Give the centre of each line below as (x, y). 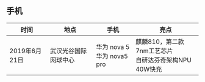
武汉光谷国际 (68, 51)
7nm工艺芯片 (154, 51)
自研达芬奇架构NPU (164, 60)
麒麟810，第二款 (160, 42)
